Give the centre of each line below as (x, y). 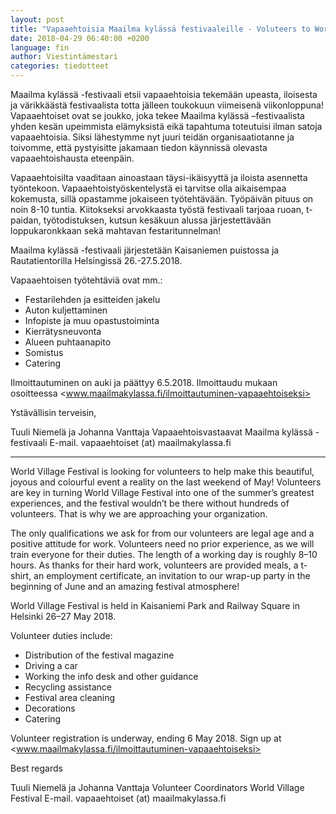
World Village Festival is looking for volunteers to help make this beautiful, (162, 471)
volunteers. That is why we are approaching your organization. (139, 514)
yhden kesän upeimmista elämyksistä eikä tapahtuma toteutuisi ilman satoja (166, 126)
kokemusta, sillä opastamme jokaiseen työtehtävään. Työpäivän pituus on (162, 199)
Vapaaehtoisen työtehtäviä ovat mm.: (86, 280)
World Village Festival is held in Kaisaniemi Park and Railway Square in (155, 605)
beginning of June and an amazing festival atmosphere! (125, 586)
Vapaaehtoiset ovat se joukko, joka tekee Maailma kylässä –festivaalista (157, 115)
